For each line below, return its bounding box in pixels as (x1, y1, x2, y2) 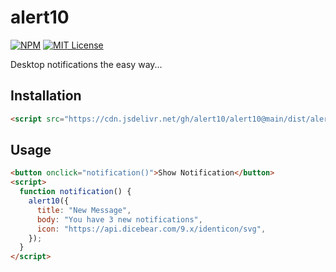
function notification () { (19, 187, 132, 197)
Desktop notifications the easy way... (10, 58, 163, 70)
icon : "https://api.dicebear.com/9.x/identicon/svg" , (36, 224, 267, 234)
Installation (10, 87, 82, 105)
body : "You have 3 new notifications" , (36, 214, 203, 225)
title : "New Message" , (36, 205, 132, 215)
